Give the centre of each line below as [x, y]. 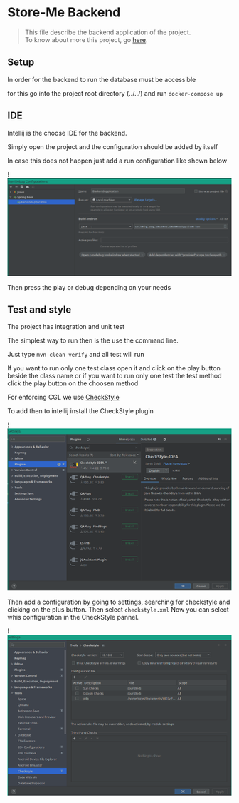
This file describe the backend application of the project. [108, 32]
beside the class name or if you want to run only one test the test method [115, 376]
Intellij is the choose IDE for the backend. [67, 133]
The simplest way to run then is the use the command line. [93, 340]
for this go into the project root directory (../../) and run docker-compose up [115, 93]
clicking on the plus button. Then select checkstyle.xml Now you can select [118, 609]
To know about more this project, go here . [86, 39]
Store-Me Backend [64, 12]
